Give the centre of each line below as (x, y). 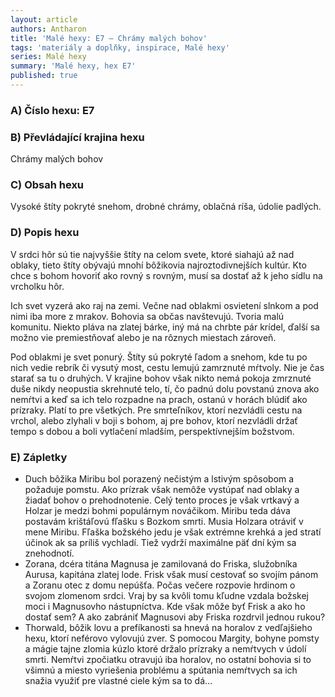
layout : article (44, 19)
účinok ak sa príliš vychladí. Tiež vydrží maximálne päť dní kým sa (160, 542)
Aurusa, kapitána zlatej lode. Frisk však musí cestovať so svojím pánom (171, 574)
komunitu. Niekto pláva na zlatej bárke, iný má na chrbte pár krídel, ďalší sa (165, 327)
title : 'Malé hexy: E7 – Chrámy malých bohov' (109, 38)
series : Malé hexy (48, 57)
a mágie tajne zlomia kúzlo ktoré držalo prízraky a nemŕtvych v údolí (165, 648)
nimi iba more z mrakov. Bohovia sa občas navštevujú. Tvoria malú (147, 316)
